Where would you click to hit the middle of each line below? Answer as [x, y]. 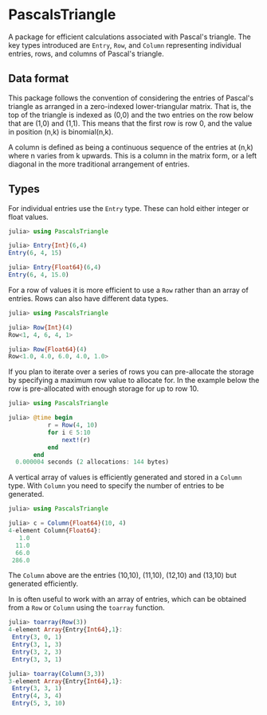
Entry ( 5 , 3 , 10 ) [39, 703]
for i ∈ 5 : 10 [69, 432]
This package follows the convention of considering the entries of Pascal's [131, 98]
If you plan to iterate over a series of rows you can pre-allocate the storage [132, 372]
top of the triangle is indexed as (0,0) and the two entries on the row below [131, 115]
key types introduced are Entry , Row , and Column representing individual [125, 45]
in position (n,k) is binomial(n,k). [61, 131]
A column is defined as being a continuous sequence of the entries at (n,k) [131, 147]
